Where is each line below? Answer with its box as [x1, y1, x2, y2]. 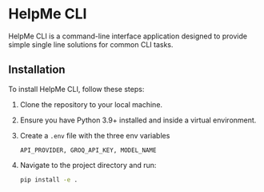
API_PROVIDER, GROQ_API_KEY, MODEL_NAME [19, 146, 157, 154]
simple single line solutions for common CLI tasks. [8, 39, 174, 49]
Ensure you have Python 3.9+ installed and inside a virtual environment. [19, 115, 257, 125]
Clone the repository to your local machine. [19, 99, 162, 109]
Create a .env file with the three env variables [19, 130, 170, 140]
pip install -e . [19, 175, 78, 184]
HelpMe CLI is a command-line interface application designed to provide [8, 31, 248, 41]
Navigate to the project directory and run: [19, 160, 157, 170]
